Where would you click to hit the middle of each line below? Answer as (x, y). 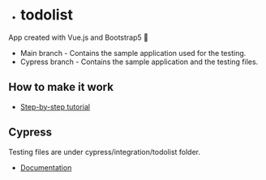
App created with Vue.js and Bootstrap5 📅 (78, 37)
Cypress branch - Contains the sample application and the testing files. (139, 62)
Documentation (46, 167)
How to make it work (61, 87)
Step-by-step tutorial (55, 106)
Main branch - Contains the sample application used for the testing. (133, 53)
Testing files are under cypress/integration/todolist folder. (105, 152)
